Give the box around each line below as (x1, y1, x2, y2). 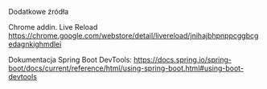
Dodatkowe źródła (8, 7, 69, 16)
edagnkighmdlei (8, 39, 62, 49)
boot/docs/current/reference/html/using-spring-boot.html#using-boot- (8, 63, 244, 73)
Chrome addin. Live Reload (8, 22, 98, 31)
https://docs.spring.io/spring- (133, 55, 232, 64)
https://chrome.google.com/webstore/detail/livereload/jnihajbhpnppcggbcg (8, 31, 259, 40)
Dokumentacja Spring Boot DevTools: (8, 55, 133, 64)
